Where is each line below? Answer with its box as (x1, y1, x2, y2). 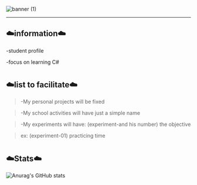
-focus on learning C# (6, 59, 60, 66)
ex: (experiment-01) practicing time (20, 132, 106, 139)
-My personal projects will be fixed (20, 98, 105, 105)
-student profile (6, 47, 44, 54)
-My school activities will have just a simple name (20, 109, 141, 117)
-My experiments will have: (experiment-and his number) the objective (20, 121, 191, 128)
